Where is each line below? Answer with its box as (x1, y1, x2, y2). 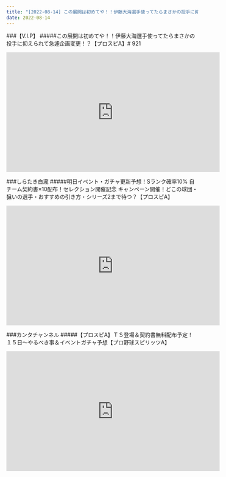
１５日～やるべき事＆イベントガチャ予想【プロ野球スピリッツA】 (6, 338, 171, 346)
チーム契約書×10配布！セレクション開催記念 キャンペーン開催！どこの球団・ (6, 185, 198, 192)
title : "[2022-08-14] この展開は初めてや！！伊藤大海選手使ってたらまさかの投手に (6, 9, 195, 15)
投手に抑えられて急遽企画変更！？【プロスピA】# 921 (6, 40, 141, 47)
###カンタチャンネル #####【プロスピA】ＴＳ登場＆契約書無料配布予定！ (6, 331, 194, 338)
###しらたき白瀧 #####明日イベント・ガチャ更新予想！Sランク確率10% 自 (6, 178, 195, 185)
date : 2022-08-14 (6, 15, 51, 21)
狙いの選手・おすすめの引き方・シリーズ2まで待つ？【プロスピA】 (6, 193, 174, 200)
